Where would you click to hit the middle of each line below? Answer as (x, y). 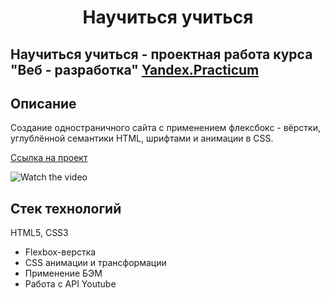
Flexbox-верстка (60, 252)
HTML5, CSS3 (39, 233)
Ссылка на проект (49, 158)
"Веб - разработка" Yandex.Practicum (135, 69)
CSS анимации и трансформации (95, 263)
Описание (43, 103)
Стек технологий (66, 208)
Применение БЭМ (63, 273)
